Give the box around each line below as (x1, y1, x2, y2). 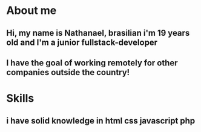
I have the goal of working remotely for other (6, 58, 178, 68)
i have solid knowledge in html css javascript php (6, 116, 196, 126)
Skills (6, 91, 35, 105)
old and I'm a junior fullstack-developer (6, 37, 158, 47)
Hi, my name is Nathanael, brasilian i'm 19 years (6, 28, 190, 38)
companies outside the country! (6, 67, 130, 78)
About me (6, 4, 57, 18)
